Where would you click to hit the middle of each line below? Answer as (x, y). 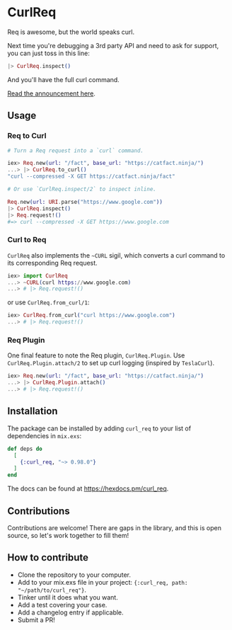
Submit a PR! (36, 619)
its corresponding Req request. (52, 263)
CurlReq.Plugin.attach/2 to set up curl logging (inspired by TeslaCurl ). (111, 363)
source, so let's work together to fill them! (68, 535)
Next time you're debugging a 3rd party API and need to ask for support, (113, 45)
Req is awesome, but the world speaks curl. (71, 32)
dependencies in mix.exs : (45, 435)
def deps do (25, 449)
